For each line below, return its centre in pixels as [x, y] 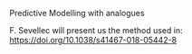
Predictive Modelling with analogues [77, 13]
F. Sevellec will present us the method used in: [96, 30]
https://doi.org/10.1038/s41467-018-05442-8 [93, 40]
